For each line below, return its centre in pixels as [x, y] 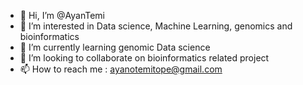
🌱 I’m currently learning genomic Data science [115, 47]
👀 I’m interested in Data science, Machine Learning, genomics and [156, 26]
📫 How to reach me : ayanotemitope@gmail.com [121, 69]
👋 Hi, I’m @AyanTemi [62, 15]
